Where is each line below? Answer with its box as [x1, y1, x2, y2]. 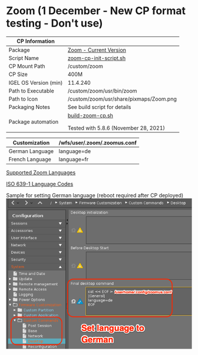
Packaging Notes [8, 104, 50, 111]
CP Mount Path [8, 63, 45, 70]
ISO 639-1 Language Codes [6, 180, 74, 187]
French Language [8, 156, 51, 163]
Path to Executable [8, 87, 54, 94]
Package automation [8, 118, 59, 125]
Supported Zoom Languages [6, 169, 76, 176]
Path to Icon [8, 95, 38, 102]
